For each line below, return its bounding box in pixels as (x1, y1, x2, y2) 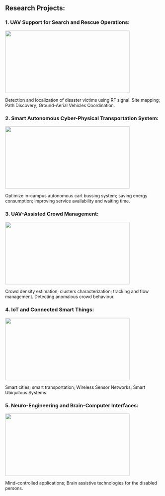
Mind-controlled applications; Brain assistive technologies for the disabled (5, 480, 158, 486)
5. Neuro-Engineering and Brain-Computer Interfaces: (5, 402, 139, 409)
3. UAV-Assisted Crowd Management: (5, 210, 99, 217)
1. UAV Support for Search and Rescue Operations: (5, 19, 130, 26)
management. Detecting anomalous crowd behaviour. (5, 294, 115, 300)
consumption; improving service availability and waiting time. (5, 198, 130, 204)
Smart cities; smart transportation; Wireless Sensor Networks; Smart (5, 384, 146, 390)
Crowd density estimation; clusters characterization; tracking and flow (5, 289, 149, 295)
